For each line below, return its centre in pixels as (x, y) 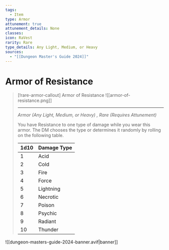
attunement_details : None (32, 29)
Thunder (48, 230)
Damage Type (55, 148)
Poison (46, 205)
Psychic (47, 213)
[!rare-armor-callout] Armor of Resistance (61, 95)
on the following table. (40, 136)
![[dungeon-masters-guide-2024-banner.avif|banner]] (62, 242)
